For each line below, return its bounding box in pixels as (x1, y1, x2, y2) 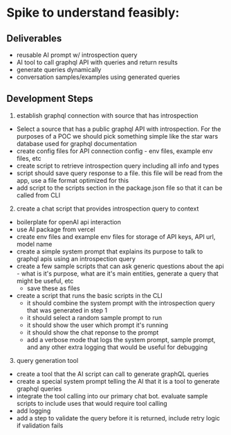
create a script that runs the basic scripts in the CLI (16, 291, 163, 299)
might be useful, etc (16, 276, 74, 285)
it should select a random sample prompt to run (26, 313, 163, 321)
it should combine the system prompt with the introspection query (26, 299, 215, 307)
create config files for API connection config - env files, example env (16, 147, 213, 155)
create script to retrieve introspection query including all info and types (16, 161, 219, 170)
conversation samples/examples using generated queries (16, 73, 181, 81)
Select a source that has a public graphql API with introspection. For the (16, 125, 221, 133)
